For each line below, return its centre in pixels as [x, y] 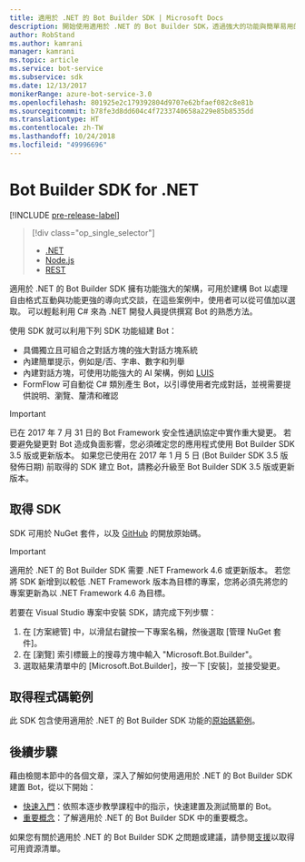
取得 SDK [35, 509]
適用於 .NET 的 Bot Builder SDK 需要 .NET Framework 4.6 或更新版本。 [141, 570]
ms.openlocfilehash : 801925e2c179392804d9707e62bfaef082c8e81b [132, 102]
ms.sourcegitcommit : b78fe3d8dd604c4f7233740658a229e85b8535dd [132, 111]
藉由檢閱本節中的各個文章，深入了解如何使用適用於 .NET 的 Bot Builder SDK [151, 776]
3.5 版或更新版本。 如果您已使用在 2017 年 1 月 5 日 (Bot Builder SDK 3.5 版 [149, 455]
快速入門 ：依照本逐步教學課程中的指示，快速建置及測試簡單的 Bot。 [149, 806]
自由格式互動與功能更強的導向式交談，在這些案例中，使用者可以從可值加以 [148, 299]
